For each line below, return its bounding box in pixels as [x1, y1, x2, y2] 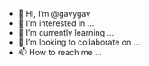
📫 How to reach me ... [17, 47, 102, 57]
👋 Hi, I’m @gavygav [17, 9, 91, 19]
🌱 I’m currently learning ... [17, 28, 115, 37]
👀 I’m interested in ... [17, 18, 95, 29]
